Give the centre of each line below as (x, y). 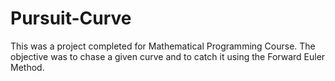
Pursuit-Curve (71, 18)
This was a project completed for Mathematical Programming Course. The (163, 46)
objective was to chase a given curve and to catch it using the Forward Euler (168, 56)
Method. (27, 67)
